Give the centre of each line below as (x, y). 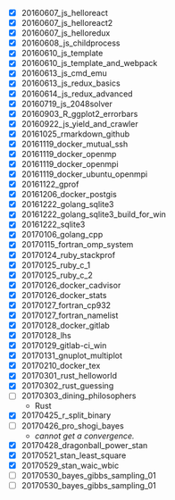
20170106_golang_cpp (62, 235)
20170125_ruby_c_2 (57, 275)
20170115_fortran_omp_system (77, 245)
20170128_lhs (46, 335)
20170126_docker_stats (64, 295)
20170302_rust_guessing (67, 386)
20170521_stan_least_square (74, 455)
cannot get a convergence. (84, 436)
